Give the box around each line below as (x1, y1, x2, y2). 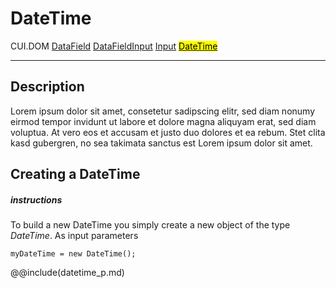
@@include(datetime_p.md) (10, 267, 125, 279)
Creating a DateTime (10, 166, 141, 183)
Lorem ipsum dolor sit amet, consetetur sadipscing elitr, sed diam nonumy (10, 105, 316, 117)
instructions (10, 193, 63, 206)
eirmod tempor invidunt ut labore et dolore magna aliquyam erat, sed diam (10, 115, 317, 127)
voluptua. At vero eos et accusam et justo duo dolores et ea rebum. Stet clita (10, 126, 326, 138)
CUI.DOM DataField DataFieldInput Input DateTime (10, 40, 218, 52)
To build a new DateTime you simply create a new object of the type (10, 219, 291, 231)
